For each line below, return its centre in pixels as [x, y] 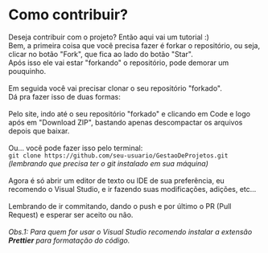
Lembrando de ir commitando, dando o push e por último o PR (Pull [120, 206]
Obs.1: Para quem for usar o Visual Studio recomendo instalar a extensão [130, 231]
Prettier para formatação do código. [69, 240]
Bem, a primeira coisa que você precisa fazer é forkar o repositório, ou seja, [134, 45]
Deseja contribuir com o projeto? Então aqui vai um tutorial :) [109, 37]
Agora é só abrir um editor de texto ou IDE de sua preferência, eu [117, 180]
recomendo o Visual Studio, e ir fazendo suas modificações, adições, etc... [132, 189]
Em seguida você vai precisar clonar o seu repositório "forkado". [115, 88]
